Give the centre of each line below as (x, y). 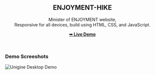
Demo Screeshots (27, 56)
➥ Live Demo (82, 34)
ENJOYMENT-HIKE (82, 8)
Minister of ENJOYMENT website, (82, 19)
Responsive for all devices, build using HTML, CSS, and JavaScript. (82, 25)
